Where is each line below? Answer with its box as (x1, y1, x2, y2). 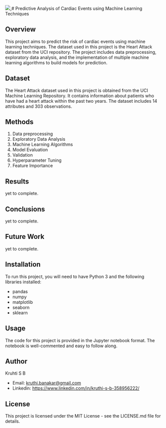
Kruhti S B (5, 370, 26, 376)
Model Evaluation (12, 147, 48, 153)
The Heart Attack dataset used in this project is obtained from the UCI (5, 87, 148, 93)
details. (5, 419, 20, 425)
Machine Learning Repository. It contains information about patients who (5, 92, 154, 99)
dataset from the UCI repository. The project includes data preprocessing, (5, 49, 157, 55)
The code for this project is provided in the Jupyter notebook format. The (5, 337, 155, 343)
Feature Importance (12, 163, 53, 169)
